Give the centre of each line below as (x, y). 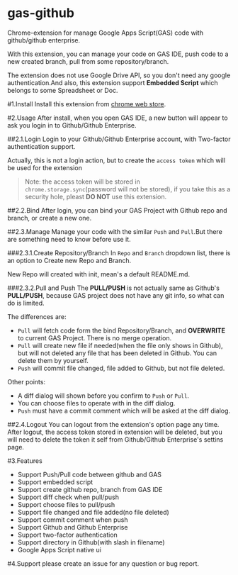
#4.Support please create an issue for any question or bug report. (103, 563)
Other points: (27, 381)
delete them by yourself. (53, 360)
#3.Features (25, 460)
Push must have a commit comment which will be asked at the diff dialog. (124, 411)
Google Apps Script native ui (59, 549)
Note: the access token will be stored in (82, 182)
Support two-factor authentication (68, 535)
